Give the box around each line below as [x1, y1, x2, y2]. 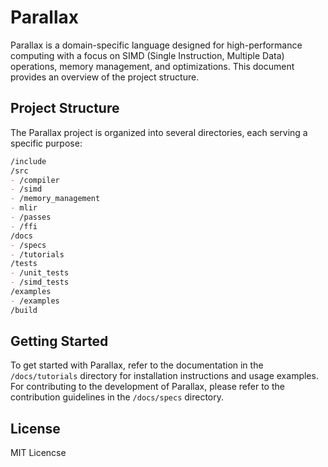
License [10, 420, 61, 437]
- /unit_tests [10, 268, 70, 278]
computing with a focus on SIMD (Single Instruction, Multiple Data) [10, 49, 285, 61]
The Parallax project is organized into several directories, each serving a [10, 126, 308, 138]
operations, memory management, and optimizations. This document [10, 60, 295, 72]
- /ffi [10, 221, 38, 231]
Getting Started [10, 333, 109, 350]
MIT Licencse [10, 447, 67, 459]
